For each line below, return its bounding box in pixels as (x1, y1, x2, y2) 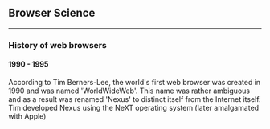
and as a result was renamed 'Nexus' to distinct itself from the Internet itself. (8, 94, 261, 103)
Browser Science (8, 6, 96, 20)
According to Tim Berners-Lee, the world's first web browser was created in (8, 77, 261, 87)
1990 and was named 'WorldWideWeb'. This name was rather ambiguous (8, 86, 251, 95)
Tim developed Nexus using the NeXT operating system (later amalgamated (8, 103, 260, 112)
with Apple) (8, 111, 47, 121)
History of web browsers (8, 39, 107, 50)
